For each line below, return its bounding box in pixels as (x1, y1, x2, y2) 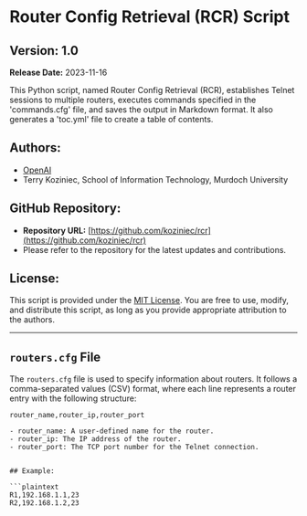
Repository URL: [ (22, 225, 91, 236)
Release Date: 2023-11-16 (9, 67, 108, 78)
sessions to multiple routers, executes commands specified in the (9, 94, 257, 105)
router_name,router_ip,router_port (9, 411, 145, 420)
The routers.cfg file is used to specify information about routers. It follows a (9, 374, 298, 384)
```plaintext (9, 482, 59, 492)
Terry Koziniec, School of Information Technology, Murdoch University (22, 174, 289, 184)
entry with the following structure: (9, 393, 137, 404)
